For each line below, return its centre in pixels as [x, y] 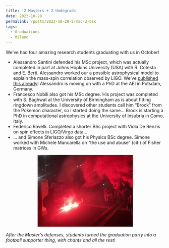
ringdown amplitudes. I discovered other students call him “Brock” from [87, 105]
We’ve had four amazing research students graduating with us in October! [82, 52]
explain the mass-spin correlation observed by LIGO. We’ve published [86, 78]
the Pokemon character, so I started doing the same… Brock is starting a [88, 110]
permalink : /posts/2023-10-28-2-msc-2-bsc [51, 21]
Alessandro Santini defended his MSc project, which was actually [81, 62]
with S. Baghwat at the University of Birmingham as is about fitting [82, 100]
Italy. [18, 121]
